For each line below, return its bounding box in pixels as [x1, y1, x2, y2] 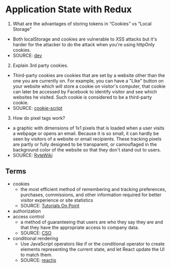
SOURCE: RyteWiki [12, 152, 53, 158]
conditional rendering [12, 235, 59, 241]
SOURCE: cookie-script [12, 105, 63, 111]
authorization [12, 208, 41, 214]
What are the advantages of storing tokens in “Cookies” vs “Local [12, 21, 152, 27]
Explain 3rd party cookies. [12, 62, 68, 68]
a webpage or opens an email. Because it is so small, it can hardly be [12, 130, 159, 137]
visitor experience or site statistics [20, 197, 93, 203]
